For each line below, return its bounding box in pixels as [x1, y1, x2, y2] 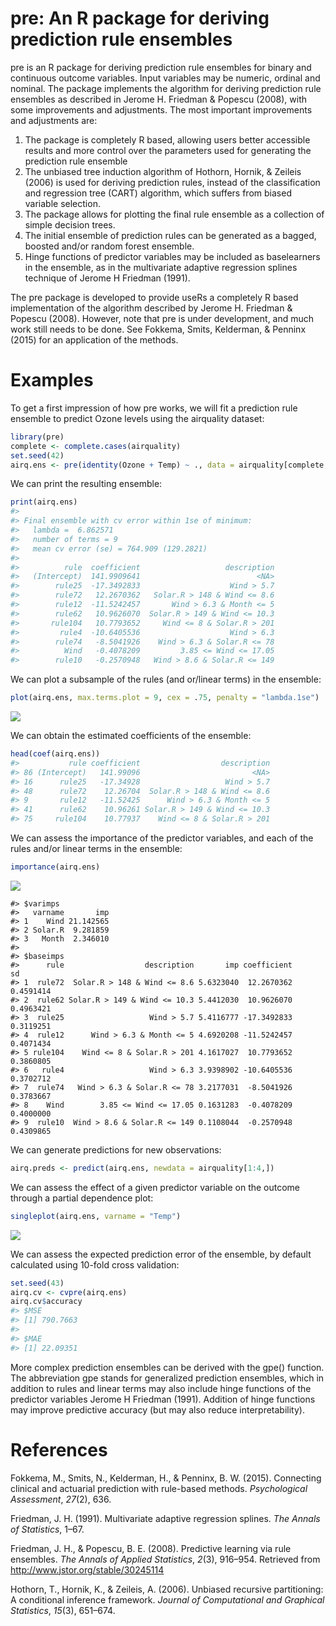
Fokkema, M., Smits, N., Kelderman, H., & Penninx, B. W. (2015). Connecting [10, 1472, 322, 1484]
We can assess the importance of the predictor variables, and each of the [10, 832, 314, 844]
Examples [10, 369, 94, 392]
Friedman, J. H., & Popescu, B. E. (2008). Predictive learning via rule [10, 1542, 292, 1554]
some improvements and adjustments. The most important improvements [10, 103, 313, 116]
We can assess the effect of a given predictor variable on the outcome [10, 1181, 301, 1193]
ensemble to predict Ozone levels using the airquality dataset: [10, 412, 265, 424]
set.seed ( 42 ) [10, 450, 65, 461]
